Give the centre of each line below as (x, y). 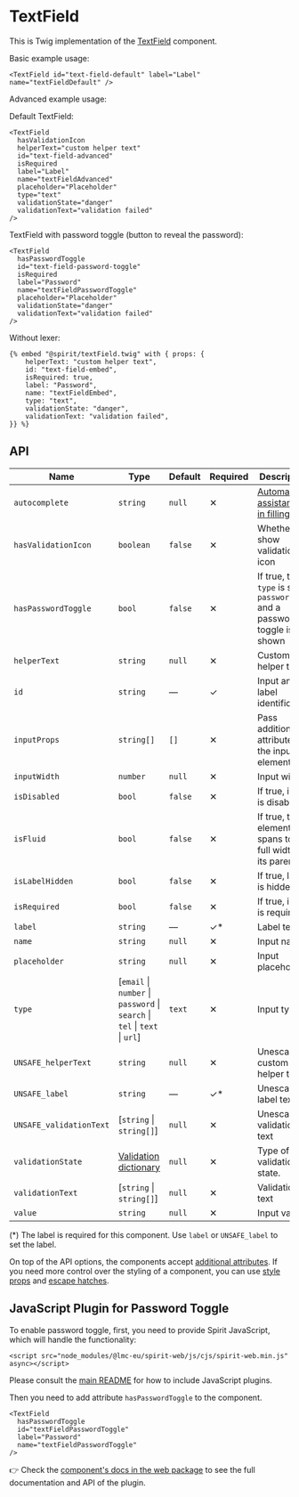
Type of (273, 1151)
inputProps (36, 740)
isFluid (30, 838)
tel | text (138, 1026)
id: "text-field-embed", (71, 370)
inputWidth (36, 776)
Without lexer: (35, 338)
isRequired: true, (59, 377)
